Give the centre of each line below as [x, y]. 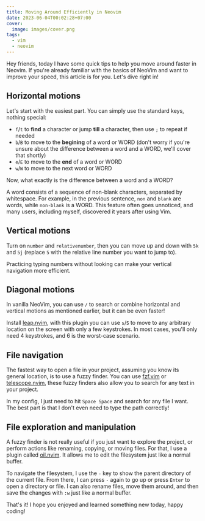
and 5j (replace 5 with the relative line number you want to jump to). [92, 252]
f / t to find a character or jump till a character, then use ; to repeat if [101, 129]
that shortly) [31, 155]
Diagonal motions [41, 290]
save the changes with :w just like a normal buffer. [69, 492]
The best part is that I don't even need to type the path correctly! [88, 408]
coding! [16, 511]
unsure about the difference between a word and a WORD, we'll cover [103, 148]
